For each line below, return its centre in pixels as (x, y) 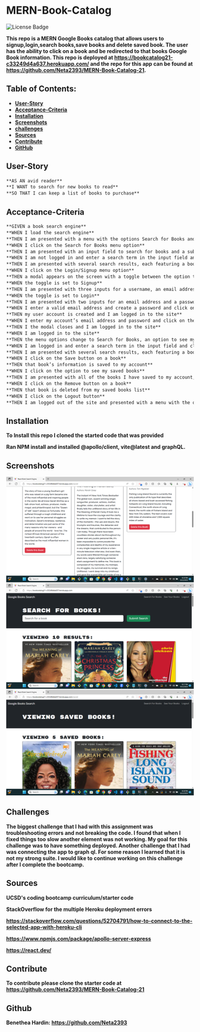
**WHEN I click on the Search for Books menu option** (76, 245)
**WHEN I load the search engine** (50, 233)
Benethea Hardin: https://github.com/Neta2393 (67, 1022)
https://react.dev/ (29, 950)
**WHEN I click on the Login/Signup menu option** (70, 271)
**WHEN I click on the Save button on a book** (66, 358)
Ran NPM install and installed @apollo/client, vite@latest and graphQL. (96, 447)
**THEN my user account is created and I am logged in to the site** (94, 314)
